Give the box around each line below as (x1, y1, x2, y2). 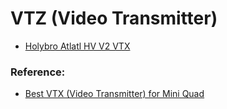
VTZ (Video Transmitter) (10, 7, 218, 30)
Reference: (10, 65, 66, 79)
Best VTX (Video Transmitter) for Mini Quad (24, 88, 205, 100)
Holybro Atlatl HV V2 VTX (24, 40, 131, 52)
